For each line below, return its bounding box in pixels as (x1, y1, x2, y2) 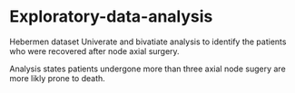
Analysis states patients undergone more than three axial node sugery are (9, 63, 286, 74)
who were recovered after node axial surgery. (9, 45, 180, 56)
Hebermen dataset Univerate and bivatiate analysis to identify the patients (9, 36, 287, 47)
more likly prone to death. (9, 72, 106, 83)
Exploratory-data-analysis (9, 6, 213, 27)
